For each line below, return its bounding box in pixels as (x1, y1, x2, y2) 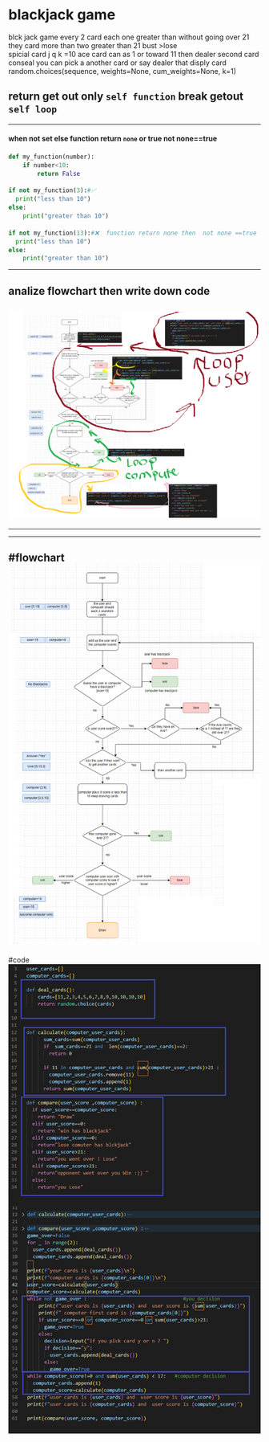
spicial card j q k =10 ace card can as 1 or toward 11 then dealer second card (8, 49, 259, 59)
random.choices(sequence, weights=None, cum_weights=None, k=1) (8, 66, 237, 76)
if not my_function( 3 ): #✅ (8, 186, 96, 194)
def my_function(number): (8, 153, 94, 161)
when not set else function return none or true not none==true (8, 134, 218, 144)
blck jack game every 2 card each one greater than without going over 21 (8, 32, 250, 42)
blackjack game (8, 6, 116, 24)
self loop (8, 104, 58, 116)
